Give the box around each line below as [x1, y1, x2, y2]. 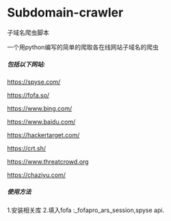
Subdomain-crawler [7, 5, 124, 21]
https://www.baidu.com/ [7, 117, 76, 126]
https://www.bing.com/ [7, 104, 73, 113]
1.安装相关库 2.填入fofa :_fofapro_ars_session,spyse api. [7, 206, 165, 214]
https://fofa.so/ [7, 91, 50, 99]
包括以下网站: [7, 60, 46, 68]
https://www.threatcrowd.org [7, 157, 89, 165]
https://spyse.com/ [7, 78, 61, 86]
